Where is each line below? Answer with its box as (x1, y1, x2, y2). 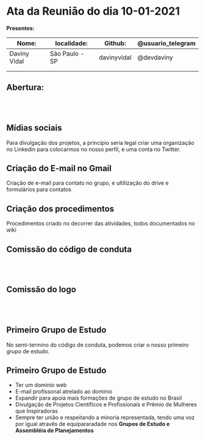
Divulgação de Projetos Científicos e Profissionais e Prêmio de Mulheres (15, 401, 197, 408)
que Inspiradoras (15, 408, 58, 415)
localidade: (54, 38, 88, 47)
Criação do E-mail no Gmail (6, 163, 112, 174)
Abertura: (6, 82, 45, 93)
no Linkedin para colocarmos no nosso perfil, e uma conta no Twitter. (6, 145, 181, 153)
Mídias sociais (6, 123, 62, 133)
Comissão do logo (6, 284, 76, 295)
